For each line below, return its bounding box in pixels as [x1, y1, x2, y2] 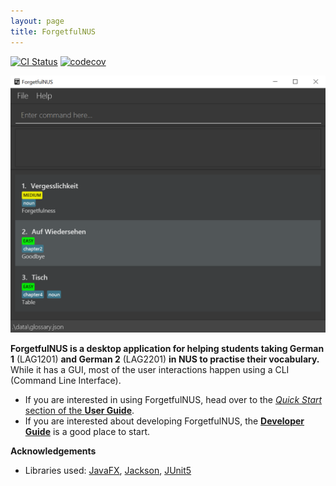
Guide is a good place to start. [24, 425, 151, 437]
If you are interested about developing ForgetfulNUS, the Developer [24, 415, 305, 427]
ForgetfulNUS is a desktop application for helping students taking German [10, 342, 325, 354]
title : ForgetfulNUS [10, 26, 97, 37]
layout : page [10, 16, 65, 26]
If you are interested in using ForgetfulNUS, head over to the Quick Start [24, 393, 323, 405]
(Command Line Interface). [10, 374, 122, 386]
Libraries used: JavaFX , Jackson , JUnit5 [24, 464, 192, 476]
